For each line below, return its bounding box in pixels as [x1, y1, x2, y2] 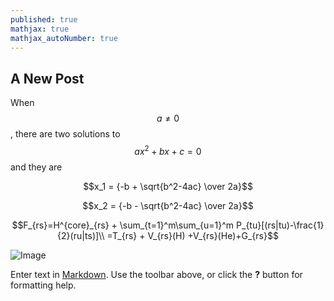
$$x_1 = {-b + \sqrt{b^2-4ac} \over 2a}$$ [83, 180, 253, 192]
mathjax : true [10, 24, 70, 34]
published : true [10, 14, 78, 25]
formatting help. [10, 279, 77, 291]
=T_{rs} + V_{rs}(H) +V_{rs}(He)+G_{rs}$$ [106, 229, 279, 241]
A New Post [10, 70, 85, 87]
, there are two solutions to [10, 128, 121, 140]
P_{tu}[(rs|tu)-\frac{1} [236, 219, 325, 231]
